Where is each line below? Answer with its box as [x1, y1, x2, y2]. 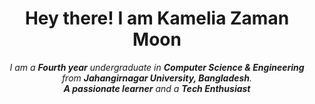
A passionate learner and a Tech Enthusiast [63, 82, 251, 94]
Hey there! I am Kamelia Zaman [24, 7, 290, 30]
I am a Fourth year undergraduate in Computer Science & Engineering [9, 61, 305, 73]
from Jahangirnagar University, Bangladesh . [61, 72, 253, 84]
